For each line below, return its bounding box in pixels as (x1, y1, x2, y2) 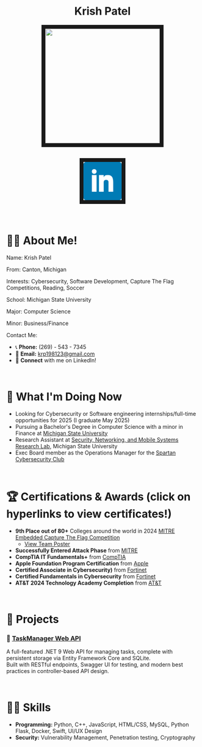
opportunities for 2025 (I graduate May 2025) (15, 417, 130, 424)
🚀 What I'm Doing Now (6, 390, 122, 404)
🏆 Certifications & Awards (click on (6, 490, 191, 503)
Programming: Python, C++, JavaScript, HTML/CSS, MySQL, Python (15, 721, 189, 728)
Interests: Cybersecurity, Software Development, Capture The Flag (6, 277, 174, 285)
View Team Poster (24, 540, 70, 547)
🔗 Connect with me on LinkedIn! (15, 356, 96, 364)
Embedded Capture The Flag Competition (15, 533, 120, 541)
